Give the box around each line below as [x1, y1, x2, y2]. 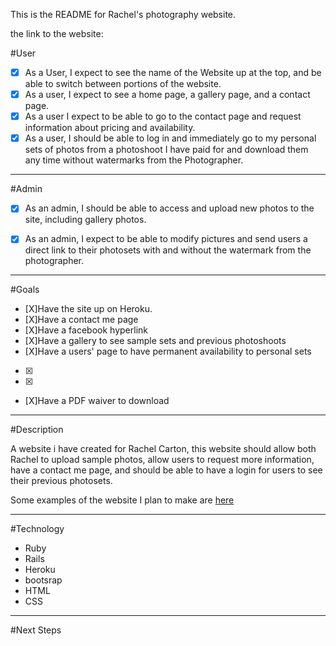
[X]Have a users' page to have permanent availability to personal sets [24, 345, 312, 358]
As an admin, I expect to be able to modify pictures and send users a [24, 233, 308, 245]
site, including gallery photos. [24, 214, 147, 226]
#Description [10, 424, 64, 436]
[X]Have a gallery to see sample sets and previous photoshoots [24, 335, 287, 347]
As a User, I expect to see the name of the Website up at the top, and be [24, 67, 322, 78]
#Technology [10, 523, 65, 535]
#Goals [10, 284, 40, 296]
